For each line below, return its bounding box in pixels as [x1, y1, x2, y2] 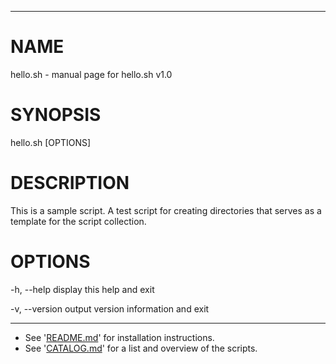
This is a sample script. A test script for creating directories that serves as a [10, 204, 322, 216]
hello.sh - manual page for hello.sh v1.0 [10, 68, 173, 80]
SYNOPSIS [10, 104, 102, 126]
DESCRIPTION [10, 172, 130, 195]
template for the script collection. [10, 215, 147, 227]
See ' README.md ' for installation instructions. [24, 331, 215, 343]
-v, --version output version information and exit [10, 302, 210, 315]
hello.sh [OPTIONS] [10, 136, 92, 148]
